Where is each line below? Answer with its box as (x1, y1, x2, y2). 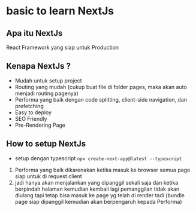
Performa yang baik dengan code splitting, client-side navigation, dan (14, 96, 188, 103)
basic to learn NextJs (6, 4, 114, 18)
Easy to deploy (14, 109, 52, 116)
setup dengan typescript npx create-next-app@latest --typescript (14, 154, 182, 162)
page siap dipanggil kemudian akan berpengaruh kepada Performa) (14, 198, 182, 205)
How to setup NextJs (6, 139, 86, 149)
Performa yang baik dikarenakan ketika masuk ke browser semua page (14, 166, 191, 173)
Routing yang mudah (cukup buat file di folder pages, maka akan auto (14, 83, 187, 90)
